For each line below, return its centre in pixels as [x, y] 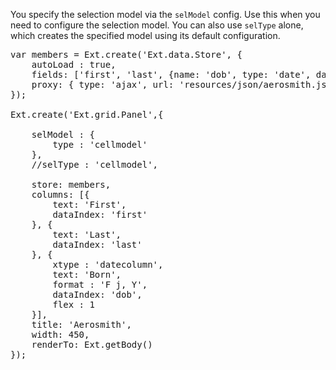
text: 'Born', [87, 274]
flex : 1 [73, 304]
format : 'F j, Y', [100, 284]
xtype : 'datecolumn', [108, 264]
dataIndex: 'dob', [97, 294]
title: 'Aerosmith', [81, 324]
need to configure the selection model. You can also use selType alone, [157, 25]
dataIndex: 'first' [100, 214]
